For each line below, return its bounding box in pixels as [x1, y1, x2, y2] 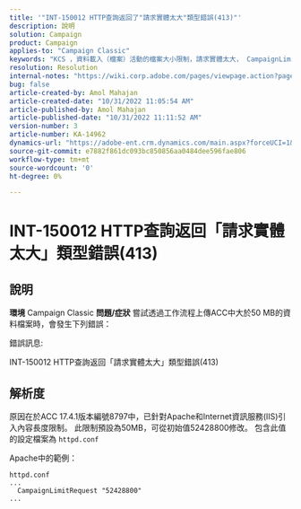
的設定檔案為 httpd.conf [9, 434, 99, 444]
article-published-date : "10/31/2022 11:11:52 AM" [9, 113, 202, 122]
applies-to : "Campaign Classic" [9, 47, 130, 56]
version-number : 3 [9, 122, 78, 131]
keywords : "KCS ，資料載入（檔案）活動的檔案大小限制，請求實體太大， [9, 55, 244, 64]
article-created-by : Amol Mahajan [9, 88, 139, 97]
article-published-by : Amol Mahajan [9, 105, 146, 114]
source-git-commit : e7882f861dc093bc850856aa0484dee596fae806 [9, 146, 246, 155]
